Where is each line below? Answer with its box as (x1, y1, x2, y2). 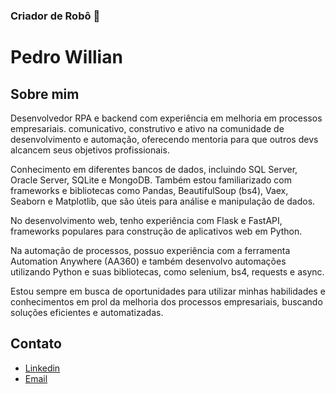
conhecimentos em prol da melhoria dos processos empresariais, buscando (10, 295, 323, 308)
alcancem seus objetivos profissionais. (10, 144, 170, 156)
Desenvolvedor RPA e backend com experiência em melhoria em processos (10, 112, 323, 124)
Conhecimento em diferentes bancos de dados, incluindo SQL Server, (10, 163, 298, 175)
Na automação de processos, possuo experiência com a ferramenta (10, 244, 291, 256)
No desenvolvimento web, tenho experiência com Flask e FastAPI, (10, 214, 283, 226)
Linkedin (24, 362, 61, 374)
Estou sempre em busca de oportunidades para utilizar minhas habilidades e (10, 285, 326, 297)
